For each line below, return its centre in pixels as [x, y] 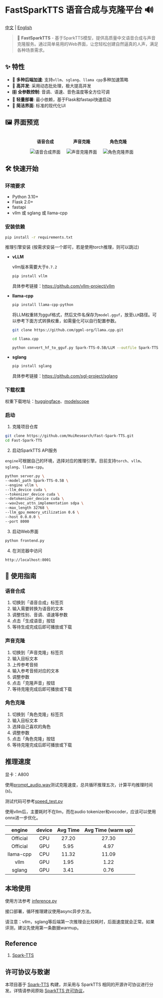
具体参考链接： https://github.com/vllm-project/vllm [63, 286]
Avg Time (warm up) [109, 830]
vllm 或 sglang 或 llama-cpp [40, 213]
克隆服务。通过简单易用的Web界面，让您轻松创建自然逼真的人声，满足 [88, 44]
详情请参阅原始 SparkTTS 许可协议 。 [50, 991]
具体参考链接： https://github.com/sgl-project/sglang [65, 376]
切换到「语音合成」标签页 [38, 602]
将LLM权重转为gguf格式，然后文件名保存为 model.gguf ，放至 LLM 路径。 [82, 315]
